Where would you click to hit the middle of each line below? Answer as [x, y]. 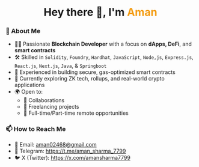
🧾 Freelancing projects [51, 107]
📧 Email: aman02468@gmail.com [55, 144]
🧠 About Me [23, 31]
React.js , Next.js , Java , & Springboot [60, 66]
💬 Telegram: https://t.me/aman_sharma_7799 [70, 151]
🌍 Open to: [29, 92]
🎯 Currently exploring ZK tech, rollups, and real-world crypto [89, 79]
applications [29, 85]
